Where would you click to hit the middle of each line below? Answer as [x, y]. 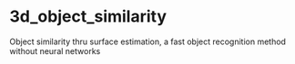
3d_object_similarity [88, 17]
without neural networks [55, 50]
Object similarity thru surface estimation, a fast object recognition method [148, 41]
